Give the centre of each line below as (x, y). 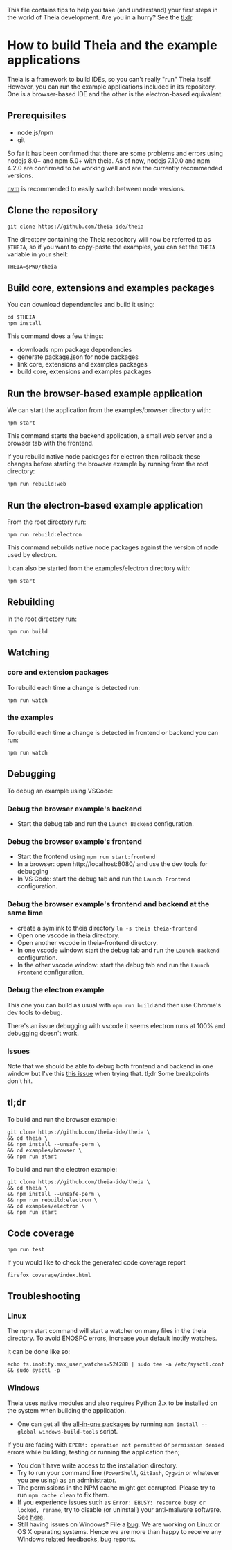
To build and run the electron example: (62, 1169)
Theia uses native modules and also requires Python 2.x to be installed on (113, 1403)
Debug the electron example (56, 990)
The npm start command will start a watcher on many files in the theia (107, 1331)
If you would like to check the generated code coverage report (96, 1262)
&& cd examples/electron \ (46, 1206)
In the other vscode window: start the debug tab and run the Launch (113, 965)
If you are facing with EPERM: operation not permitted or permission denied (116, 1445)
